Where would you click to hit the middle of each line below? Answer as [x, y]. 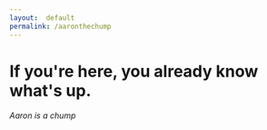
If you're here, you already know [134, 71]
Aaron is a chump [43, 115]
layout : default [42, 18]
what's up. [50, 90]
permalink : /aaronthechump [60, 26]
